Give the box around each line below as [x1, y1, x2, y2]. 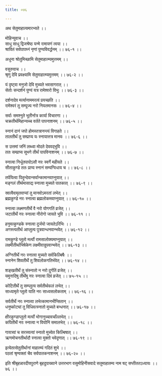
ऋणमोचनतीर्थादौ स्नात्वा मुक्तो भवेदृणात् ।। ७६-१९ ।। [5, 335, 92, 341]
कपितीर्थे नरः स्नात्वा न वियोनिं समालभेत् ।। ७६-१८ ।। [5, 319, 92, 325]
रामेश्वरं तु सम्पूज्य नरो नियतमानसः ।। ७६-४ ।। [5, 103, 82, 108]
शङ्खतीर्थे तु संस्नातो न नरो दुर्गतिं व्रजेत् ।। [5, 267, 73, 273]
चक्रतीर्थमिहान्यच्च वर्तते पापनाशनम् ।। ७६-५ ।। [5, 118, 82, 124]
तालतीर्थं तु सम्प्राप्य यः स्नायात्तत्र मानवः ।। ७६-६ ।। [5, 133, 88, 139]
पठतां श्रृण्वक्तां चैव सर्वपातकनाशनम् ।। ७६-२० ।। [5, 350, 85, 356]
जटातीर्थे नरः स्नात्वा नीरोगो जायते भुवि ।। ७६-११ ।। [5, 211, 90, 217]
